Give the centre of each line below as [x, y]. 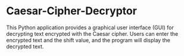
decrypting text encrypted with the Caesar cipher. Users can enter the [92, 33]
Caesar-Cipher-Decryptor [71, 11]
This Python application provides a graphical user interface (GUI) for [90, 27]
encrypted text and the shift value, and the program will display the [88, 40]
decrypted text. [25, 46]
